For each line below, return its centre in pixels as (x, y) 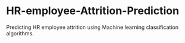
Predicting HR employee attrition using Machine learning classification (92, 27)
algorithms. (20, 33)
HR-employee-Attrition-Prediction (93, 11)
